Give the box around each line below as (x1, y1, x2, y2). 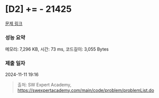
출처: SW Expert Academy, (17, 82, 72, 88)
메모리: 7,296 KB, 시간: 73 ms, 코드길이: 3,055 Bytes (5, 46, 109, 52)
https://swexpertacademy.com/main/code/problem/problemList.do (17, 87, 155, 93)
